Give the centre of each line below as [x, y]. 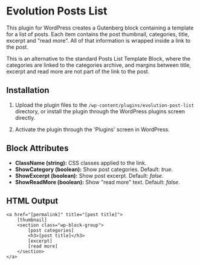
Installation [28, 91]
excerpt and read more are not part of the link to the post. [78, 71]
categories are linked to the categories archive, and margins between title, [99, 65]
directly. [25, 117]
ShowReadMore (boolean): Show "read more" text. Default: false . [97, 182]
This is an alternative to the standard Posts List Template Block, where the [98, 58]
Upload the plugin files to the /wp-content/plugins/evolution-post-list [105, 105]
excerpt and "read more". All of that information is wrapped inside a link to [98, 40]
